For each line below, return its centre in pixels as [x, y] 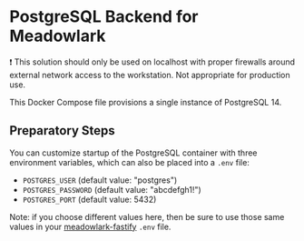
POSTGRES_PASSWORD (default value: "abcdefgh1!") [112, 189]
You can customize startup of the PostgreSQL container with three [133, 153]
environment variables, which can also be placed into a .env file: [129, 162]
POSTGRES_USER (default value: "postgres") [100, 180]
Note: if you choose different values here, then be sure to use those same [147, 216]
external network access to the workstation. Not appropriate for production [150, 75]
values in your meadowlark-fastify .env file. [90, 226]
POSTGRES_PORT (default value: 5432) [89, 199]
